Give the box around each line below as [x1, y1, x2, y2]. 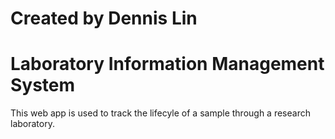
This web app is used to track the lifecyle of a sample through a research [10, 107, 311, 119]
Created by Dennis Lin [10, 7, 198, 30]
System [10, 74, 76, 97]
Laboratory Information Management [10, 53, 325, 76]
